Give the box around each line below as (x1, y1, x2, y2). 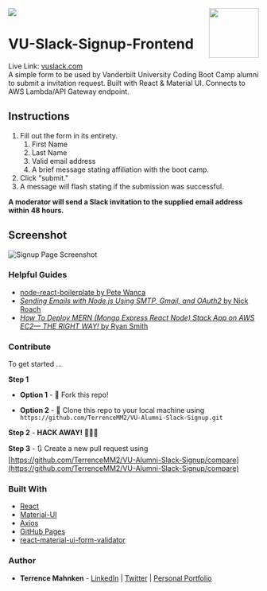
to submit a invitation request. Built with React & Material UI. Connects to (8, 78, 246, 87)
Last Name (31, 147, 68, 157)
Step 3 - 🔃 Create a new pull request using (8, 444, 149, 453)
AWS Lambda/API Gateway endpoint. (8, 87, 130, 96)
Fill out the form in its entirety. (19, 130, 118, 140)
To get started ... (8, 360, 63, 369)
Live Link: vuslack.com (8, 61, 83, 71)
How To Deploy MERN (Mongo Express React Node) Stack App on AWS (19, 313, 255, 322)
